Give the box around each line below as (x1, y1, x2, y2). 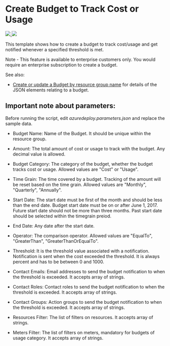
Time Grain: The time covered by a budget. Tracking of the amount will (12, 176, 161, 182)
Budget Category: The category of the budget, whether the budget (12, 161, 153, 167)
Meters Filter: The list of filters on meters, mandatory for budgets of (12, 329, 155, 335)
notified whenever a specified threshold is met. (5, 46, 104, 52)
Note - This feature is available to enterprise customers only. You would (5, 56, 156, 62)
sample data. (5, 120, 33, 127)
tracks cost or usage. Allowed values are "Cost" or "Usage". (12, 166, 139, 172)
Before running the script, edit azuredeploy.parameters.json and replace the (5, 115, 165, 121)
